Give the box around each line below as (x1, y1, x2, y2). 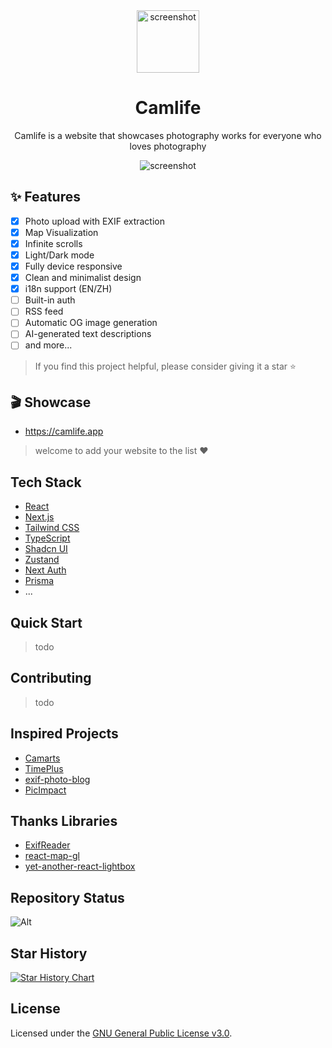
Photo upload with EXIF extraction (24, 215, 165, 227)
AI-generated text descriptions (24, 328, 152, 340)
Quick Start (10, 614, 83, 631)
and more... (24, 339, 73, 351)
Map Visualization (24, 226, 99, 238)
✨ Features (10, 189, 81, 206)
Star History (10, 945, 88, 962)
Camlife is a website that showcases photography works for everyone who (14, 129, 322, 141)
